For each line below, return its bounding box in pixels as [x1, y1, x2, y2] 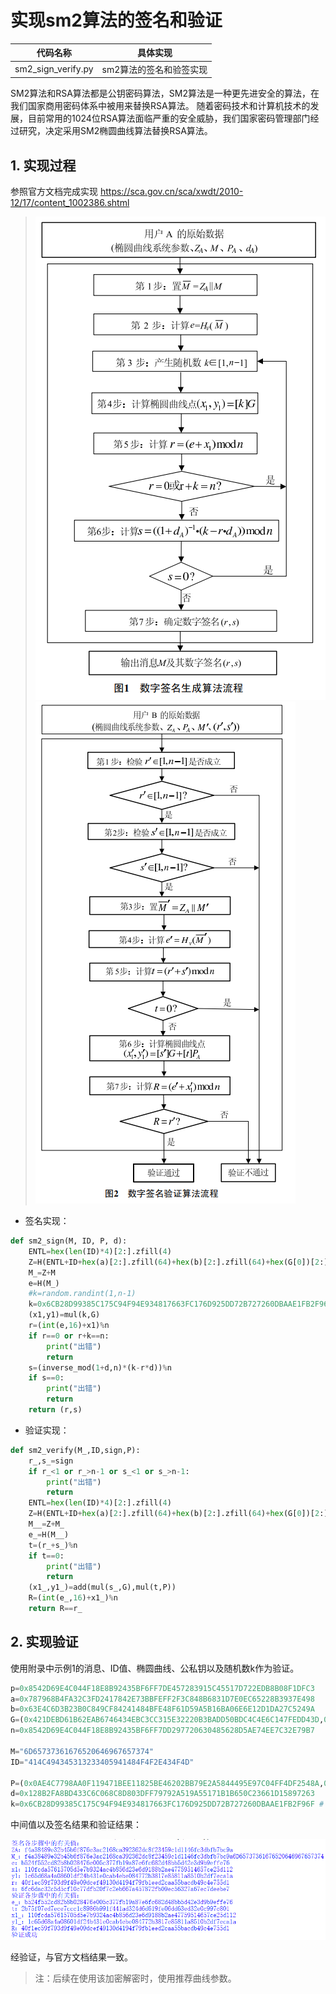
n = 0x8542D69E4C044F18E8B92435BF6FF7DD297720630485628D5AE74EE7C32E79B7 [10, 1726, 315, 1736]
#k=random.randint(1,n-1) [28, 1289, 137, 1299]
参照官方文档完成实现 [10, 186, 98, 197]
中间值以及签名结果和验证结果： [10, 1819, 142, 1831]
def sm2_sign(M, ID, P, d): [10, 1236, 128, 1246]
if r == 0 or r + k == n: [28, 1331, 110, 1341]
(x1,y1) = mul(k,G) [28, 1310, 101, 1320]
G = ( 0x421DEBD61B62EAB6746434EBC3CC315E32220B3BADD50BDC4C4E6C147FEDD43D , [10, 1715, 325, 1725]
